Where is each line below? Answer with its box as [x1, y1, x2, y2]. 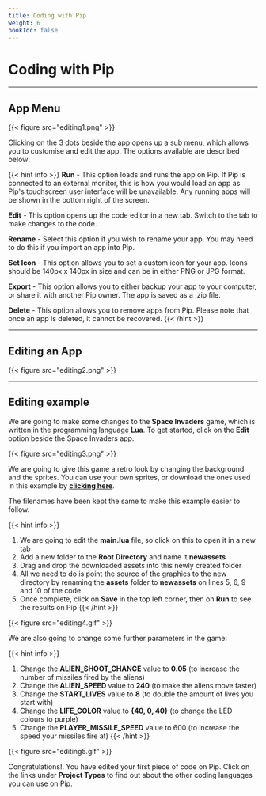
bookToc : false [8, 26, 59, 34]
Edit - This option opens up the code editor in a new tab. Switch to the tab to [8, 210, 258, 220]
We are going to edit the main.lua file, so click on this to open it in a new [19, 535, 256, 544]
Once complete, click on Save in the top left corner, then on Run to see [19, 594, 252, 604]
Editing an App [8, 344, 82, 358]
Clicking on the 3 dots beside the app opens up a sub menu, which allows [8, 138, 249, 147]
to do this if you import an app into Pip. [8, 243, 135, 252]
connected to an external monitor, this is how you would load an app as [8, 179, 241, 188]
